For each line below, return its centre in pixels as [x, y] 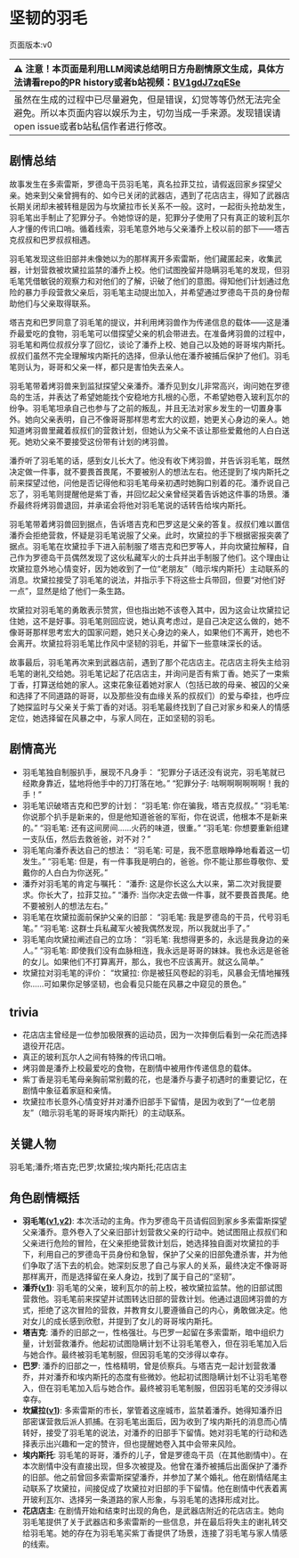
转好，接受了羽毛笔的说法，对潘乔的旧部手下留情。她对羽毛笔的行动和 [151, 1433]
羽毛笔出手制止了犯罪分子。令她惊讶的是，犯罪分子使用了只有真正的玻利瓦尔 [149, 217]
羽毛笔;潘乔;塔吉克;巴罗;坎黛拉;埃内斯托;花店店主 [98, 1167]
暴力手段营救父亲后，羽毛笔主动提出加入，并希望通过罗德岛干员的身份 [153, 292]
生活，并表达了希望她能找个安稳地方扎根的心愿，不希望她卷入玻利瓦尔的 [157, 397]
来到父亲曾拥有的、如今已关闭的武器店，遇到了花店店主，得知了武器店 [161, 195]
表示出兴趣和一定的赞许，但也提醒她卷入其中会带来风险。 [135, 1444]
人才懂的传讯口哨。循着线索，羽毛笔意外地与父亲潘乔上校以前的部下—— [141, 228]
